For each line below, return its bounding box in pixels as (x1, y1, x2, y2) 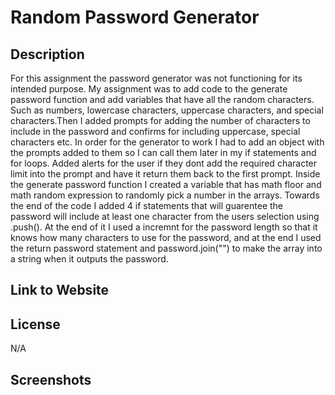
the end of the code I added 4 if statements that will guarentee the (10, 200, 284, 211)
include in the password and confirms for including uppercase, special (10, 126, 301, 137)
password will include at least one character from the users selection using (10, 211, 320, 222)
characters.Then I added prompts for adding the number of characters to (10, 115, 311, 126)
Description (10, 46, 85, 63)
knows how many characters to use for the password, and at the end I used (10, 232, 322, 243)
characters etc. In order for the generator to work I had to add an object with (10, 136, 325, 148)
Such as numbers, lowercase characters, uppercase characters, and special (10, 104, 324, 116)
